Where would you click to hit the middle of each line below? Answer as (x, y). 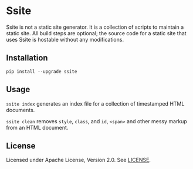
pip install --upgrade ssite (42, 72)
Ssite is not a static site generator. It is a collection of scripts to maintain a (95, 27)
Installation (27, 58)
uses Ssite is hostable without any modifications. (65, 39)
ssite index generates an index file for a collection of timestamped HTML (95, 103)
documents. (21, 110)
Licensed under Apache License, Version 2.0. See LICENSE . (79, 160)
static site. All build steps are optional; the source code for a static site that (96, 33)
